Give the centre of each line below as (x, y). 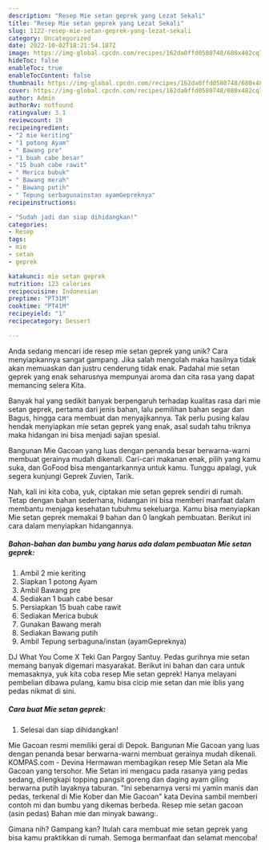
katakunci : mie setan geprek (57, 276)
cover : (19, 90)
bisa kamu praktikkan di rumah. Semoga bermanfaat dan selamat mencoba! (133, 837)
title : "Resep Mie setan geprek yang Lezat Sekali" (96, 23)
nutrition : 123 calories (50, 284)
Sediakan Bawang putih (59, 632)
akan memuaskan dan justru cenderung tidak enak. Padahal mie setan (124, 368)
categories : (28, 225)
